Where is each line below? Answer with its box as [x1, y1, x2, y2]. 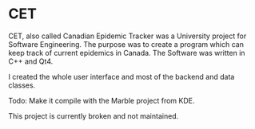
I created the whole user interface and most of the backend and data [8, 72, 235, 81]
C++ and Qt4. [8, 57, 54, 66]
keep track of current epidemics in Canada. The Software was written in [8, 48, 245, 57]
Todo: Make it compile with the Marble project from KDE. [8, 96, 195, 105]
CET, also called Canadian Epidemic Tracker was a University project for [8, 31, 247, 41]
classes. [8, 80, 36, 90]
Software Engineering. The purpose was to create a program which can [8, 39, 244, 49]
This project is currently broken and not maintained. [8, 111, 179, 120]
